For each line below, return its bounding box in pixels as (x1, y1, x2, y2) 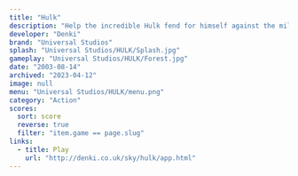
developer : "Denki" (9, 29, 82, 38)
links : (9, 137, 34, 146)
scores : (9, 104, 38, 113)
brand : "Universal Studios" (9, 37, 114, 47)
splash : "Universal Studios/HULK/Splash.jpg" (9, 46, 180, 55)
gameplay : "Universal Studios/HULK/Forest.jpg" (9, 54, 189, 63)
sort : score (17, 112, 62, 121)
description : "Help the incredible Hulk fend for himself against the (9, 21, 276, 30)
